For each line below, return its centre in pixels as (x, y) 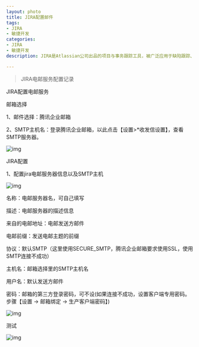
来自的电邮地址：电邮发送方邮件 (45, 223)
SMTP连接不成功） (29, 256)
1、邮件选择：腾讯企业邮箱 (39, 117)
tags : (13, 23)
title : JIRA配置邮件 (30, 17)
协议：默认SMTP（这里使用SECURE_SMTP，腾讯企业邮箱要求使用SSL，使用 (99, 248)
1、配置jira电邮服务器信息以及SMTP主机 (55, 174)
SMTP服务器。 (24, 137)
